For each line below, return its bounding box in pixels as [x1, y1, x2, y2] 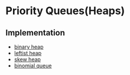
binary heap [14, 43, 44, 50]
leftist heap [14, 50, 42, 57]
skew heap [14, 56, 41, 63]
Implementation [5, 28, 66, 38]
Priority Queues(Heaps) [5, 4, 125, 18]
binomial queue [14, 62, 52, 69]
